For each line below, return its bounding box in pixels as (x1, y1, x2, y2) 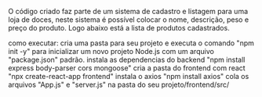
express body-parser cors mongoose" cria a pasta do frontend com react (8, 63, 246, 73)
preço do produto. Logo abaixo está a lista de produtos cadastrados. (8, 23, 230, 32)
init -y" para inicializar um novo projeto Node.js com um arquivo (8, 47, 214, 56)
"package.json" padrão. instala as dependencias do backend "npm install (8, 55, 246, 64)
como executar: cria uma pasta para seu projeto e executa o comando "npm (8, 38, 255, 48)
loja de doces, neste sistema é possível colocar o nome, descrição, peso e (8, 15, 249, 24)
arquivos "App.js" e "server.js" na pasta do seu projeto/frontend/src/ (8, 80, 230, 89)
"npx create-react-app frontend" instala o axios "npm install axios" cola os (8, 72, 249, 81)
